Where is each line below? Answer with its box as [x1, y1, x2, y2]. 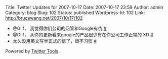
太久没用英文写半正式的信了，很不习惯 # [12, 38, 97, 44]
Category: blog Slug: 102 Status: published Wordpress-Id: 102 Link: [5, 10, 145, 16]
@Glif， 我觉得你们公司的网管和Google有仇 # [12, 25, 107, 31]
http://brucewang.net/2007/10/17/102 [5, 15, 83, 21]
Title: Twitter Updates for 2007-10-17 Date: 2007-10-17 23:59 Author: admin [5, 5, 163, 10]
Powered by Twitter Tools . [5, 48, 60, 54]
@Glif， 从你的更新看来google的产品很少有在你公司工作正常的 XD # [12, 32, 153, 37]
